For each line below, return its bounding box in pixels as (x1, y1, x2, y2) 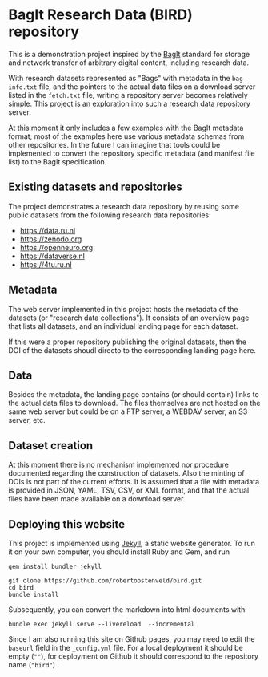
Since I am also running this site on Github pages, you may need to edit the (8, 634, 255, 643)
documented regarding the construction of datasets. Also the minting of (8, 468, 246, 478)
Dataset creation (8, 439, 94, 452)
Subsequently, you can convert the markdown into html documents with (8, 605, 246, 614)
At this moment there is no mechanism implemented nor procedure (8, 460, 230, 470)
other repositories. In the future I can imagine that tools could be (8, 140, 221, 149)
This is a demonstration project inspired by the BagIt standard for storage (8, 49, 250, 59)
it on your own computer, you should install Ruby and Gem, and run (8, 547, 230, 557)
